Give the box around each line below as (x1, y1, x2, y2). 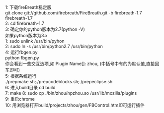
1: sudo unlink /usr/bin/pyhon (5, 38, 65, 44)
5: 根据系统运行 (5, 73, 37, 79)
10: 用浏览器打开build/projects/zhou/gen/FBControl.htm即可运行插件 (5, 102, 145, 108)
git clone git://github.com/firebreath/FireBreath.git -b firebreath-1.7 (5, 10, 143, 16)
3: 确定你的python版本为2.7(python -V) (5, 26, 85, 32)
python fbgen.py (5, 55, 39, 60)
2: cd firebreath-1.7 (5, 20, 45, 26)
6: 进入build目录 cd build (5, 85, 56, 90)
